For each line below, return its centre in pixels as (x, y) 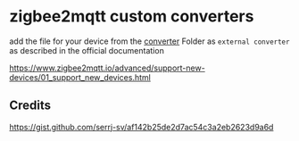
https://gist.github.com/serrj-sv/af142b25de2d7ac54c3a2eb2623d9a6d (141, 127)
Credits (30, 106)
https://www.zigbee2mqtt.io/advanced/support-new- (107, 68)
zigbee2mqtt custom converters (132, 17)
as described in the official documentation (87, 50)
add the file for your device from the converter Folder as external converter (149, 41)
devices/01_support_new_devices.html (80, 77)
